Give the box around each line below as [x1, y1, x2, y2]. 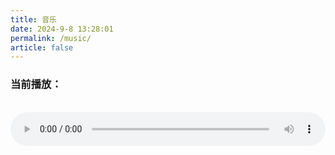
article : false [10, 42, 74, 53]
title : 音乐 [10, 14, 57, 25]
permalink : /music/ [10, 33, 92, 43]
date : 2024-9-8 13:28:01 [10, 24, 114, 34]
